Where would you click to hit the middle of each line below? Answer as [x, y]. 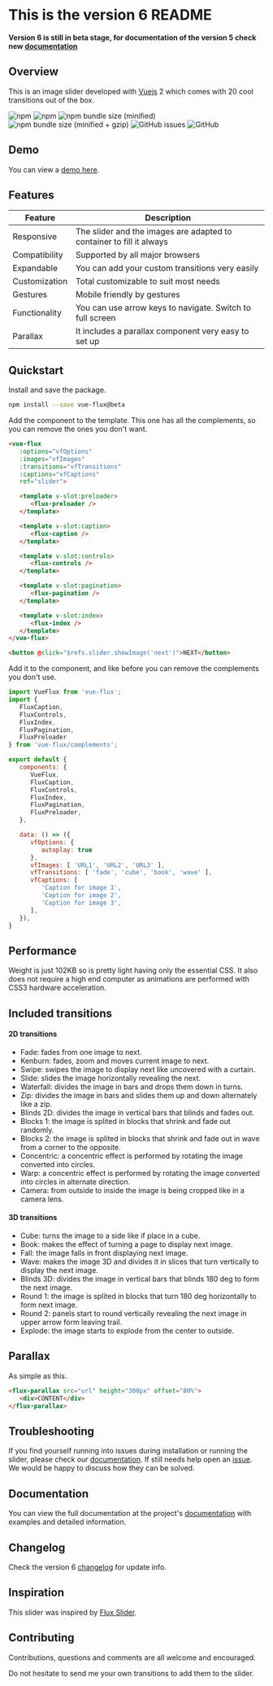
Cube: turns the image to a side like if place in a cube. [110, 1236]
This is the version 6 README [110, 15]
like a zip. [36, 1104]
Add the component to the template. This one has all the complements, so [132, 420]
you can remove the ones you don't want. [78, 429]
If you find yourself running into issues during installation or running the [128, 1451]
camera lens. [42, 1199]
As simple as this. [38, 1375]
